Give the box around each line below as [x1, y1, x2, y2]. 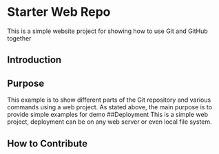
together [7, 34, 32, 42]
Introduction [7, 54, 62, 66]
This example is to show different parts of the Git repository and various [7, 96, 211, 104]
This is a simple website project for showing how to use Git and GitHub [7, 27, 208, 35]
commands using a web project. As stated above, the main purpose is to [7, 103, 212, 111]
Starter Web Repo [7, 4, 111, 20]
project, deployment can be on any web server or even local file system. [7, 118, 212, 126]
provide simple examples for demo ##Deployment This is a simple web [7, 111, 209, 119]
